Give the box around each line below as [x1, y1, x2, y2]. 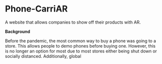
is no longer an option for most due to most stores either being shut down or [5, 48, 157, 54]
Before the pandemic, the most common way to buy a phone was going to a [5, 38, 156, 44]
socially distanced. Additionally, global [5, 53, 81, 59]
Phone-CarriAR [5, 3, 68, 14]
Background [5, 28, 30, 34]
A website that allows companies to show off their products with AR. [5, 19, 141, 25]
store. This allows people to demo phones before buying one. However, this [5, 43, 156, 49]
